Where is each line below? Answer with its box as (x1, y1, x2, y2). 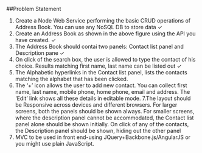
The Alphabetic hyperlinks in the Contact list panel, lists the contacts (15, 69, 187, 76)
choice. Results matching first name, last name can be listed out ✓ (15, 62, 182, 69)
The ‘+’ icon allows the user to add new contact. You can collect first (15, 82, 187, 89)
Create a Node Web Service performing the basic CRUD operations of (15, 17, 190, 24)
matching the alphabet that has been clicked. (15, 76, 128, 82)
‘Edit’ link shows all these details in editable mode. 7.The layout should (15, 94, 191, 102)
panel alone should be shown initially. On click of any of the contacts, (15, 121, 189, 127)
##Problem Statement (6, 5, 61, 12)
